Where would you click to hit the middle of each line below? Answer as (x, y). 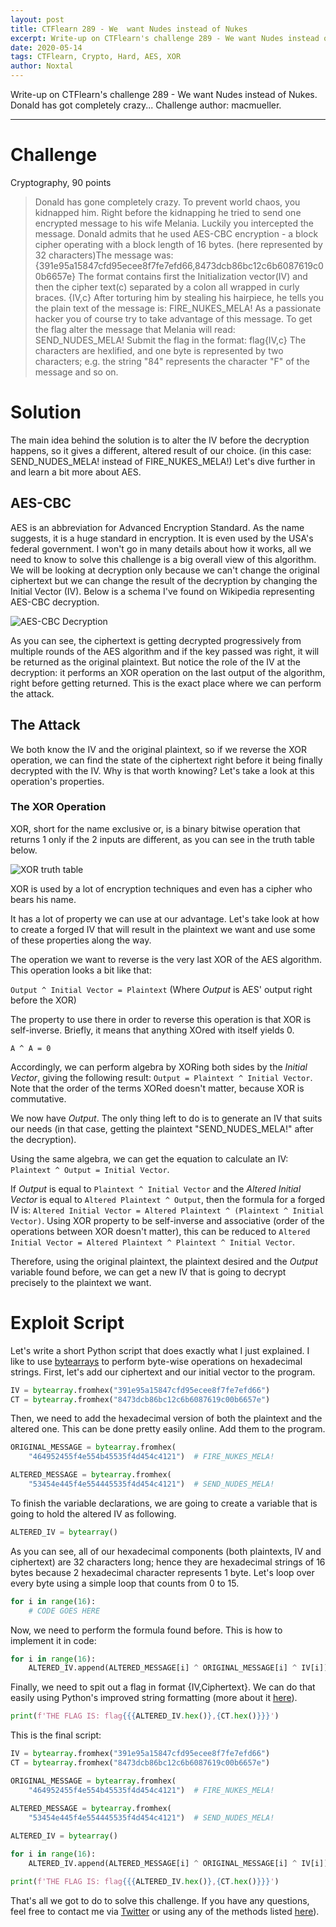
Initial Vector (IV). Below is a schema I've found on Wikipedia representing (162, 591)
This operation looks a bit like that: (81, 970)
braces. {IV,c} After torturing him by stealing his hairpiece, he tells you (179, 297)
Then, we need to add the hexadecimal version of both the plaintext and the (166, 1418)
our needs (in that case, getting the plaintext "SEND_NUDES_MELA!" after (162, 1128)
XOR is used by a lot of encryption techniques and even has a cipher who (161, 888)
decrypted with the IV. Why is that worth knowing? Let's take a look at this (162, 770)
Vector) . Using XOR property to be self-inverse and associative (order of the (167, 1220)
